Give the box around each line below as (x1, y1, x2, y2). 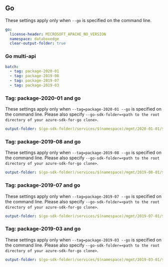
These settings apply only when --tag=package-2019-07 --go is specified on (5, 193, 161, 199)
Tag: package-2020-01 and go (5, 95, 81, 102)
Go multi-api (5, 53, 36, 60)
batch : (5, 64, 19, 69)
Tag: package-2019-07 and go (5, 182, 80, 189)
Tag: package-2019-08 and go (5, 138, 81, 145)
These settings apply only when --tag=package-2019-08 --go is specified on (5, 150, 161, 156)
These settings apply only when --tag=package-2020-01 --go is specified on (5, 106, 161, 112)
